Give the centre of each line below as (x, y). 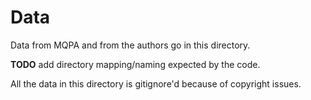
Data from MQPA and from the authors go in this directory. (130, 45)
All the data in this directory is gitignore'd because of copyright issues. (156, 83)
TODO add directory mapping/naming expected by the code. (135, 64)
